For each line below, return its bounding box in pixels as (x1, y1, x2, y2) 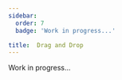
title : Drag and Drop (8, 41, 84, 49)
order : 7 (15, 19, 45, 27)
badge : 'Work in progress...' (15, 26, 116, 34)
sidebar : (8, 11, 37, 20)
